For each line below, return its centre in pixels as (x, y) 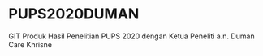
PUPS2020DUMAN (74, 14)
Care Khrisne (30, 44)
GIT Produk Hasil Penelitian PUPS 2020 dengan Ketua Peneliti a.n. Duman (131, 36)
